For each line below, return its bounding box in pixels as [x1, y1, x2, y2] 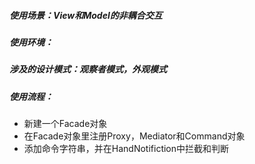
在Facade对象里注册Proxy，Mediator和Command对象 [23, 130, 246, 142]
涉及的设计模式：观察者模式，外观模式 [9, 63, 167, 75]
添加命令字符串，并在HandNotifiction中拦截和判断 [23, 143, 230, 155]
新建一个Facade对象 [23, 118, 108, 130]
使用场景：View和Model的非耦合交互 [9, 9, 163, 21]
